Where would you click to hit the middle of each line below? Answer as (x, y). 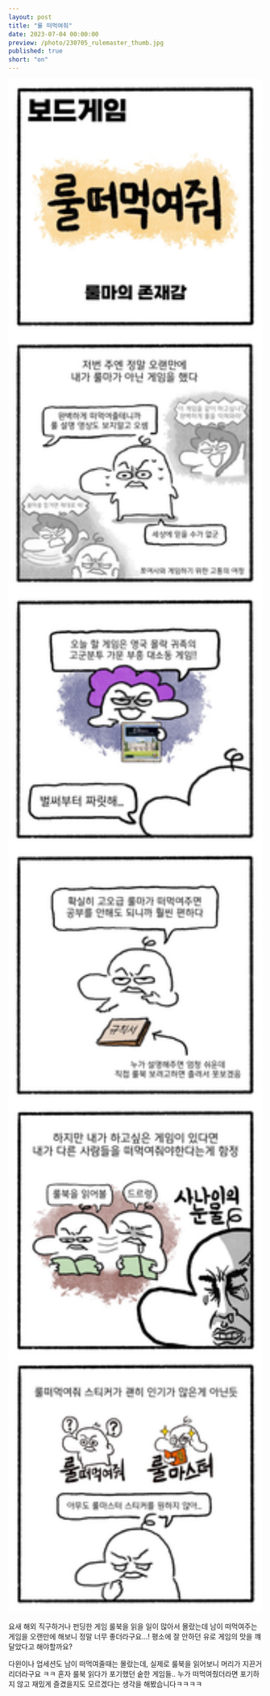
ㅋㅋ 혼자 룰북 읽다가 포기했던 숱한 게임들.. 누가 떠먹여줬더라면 (141, 1673)
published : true (35, 51)
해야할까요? (54, 1646)
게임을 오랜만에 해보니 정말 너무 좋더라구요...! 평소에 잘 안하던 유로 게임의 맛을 (131, 1636)
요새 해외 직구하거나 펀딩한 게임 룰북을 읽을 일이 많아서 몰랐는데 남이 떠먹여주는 (133, 1626)
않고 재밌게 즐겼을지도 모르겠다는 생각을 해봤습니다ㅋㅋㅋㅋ (110, 1684)
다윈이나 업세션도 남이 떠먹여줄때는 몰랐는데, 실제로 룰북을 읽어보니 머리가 (125, 1664)
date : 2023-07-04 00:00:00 (54, 34)
